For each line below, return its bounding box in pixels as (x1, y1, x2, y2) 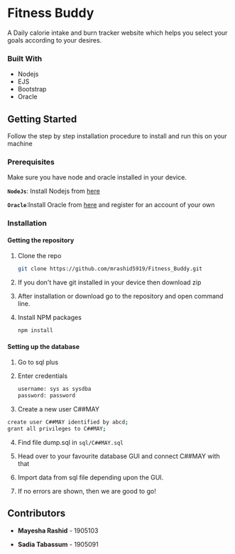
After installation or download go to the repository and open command (17, 292, 224, 301)
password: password (17, 392, 76, 399)
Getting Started (7, 113, 77, 125)
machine (7, 140, 33, 148)
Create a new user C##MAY (17, 405, 99, 414)
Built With (7, 53, 43, 63)
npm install (17, 327, 53, 334)
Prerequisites (7, 157, 55, 167)
